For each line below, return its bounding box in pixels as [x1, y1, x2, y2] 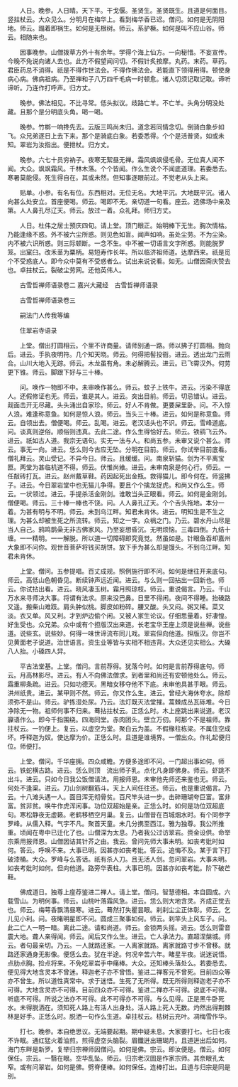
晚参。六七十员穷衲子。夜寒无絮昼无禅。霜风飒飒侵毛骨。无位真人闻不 [19, 156, 225, 164]
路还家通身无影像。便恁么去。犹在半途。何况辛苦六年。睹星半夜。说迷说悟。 [7, 950, 231, 958]
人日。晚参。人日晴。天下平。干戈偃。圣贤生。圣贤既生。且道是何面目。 [19, 6, 231, 14]
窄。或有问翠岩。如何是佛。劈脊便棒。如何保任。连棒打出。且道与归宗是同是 [7, 1063, 231, 1071]
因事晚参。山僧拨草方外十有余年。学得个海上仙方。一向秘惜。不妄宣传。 [19, 48, 231, 56]
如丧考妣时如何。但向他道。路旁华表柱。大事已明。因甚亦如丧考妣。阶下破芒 [7, 864, 231, 872]
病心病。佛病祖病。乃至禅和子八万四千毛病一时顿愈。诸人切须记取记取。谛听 [7, 75, 231, 83]
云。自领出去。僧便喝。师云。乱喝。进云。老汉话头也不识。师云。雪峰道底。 [7, 419, 231, 427]
